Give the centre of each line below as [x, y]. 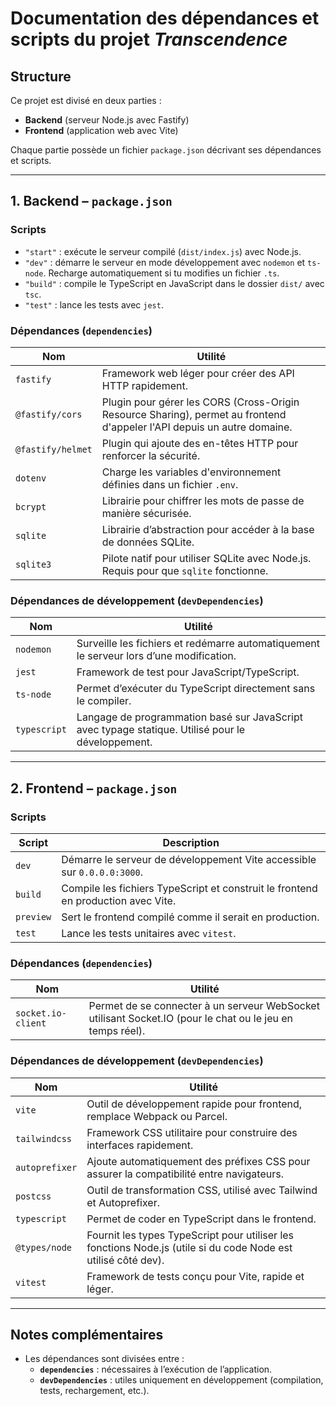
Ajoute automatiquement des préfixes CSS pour [198, 1161]
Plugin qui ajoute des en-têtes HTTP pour [200, 443]
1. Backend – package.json [91, 201]
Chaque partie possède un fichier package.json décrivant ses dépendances [166, 150]
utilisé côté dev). [125, 1260]
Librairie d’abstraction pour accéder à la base [208, 529]
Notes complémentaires [87, 1334]
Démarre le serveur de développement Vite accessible [189, 859]
